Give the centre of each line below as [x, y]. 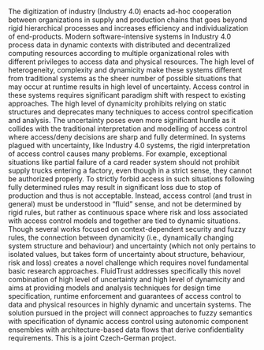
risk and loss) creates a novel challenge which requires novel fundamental [129, 262]
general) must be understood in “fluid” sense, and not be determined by [125, 204]
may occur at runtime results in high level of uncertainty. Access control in [129, 87]
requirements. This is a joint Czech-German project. [92, 338]
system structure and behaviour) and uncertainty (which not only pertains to [132, 246]
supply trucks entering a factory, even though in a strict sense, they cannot [130, 170]
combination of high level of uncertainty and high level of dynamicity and [127, 279]
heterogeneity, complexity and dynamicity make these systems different [125, 70]
